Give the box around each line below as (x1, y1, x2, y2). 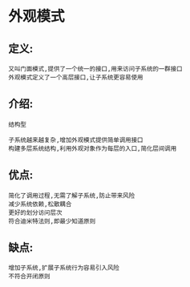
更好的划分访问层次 (8, 208, 63, 216)
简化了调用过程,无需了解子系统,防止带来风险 (8, 192, 135, 200)
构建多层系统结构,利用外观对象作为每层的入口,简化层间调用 (8, 144, 177, 152)
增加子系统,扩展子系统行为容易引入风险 (8, 264, 120, 273)
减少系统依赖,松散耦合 (8, 200, 72, 208)
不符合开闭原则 (8, 273, 51, 281)
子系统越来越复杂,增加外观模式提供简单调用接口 (8, 135, 144, 144)
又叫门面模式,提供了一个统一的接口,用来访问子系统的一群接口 (8, 65, 183, 73)
